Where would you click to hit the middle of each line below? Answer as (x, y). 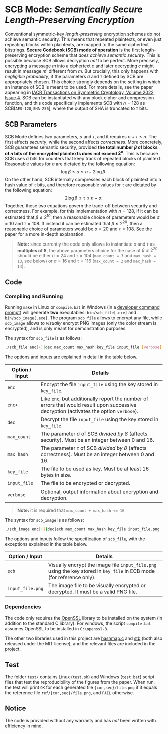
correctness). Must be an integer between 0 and (98, 454)
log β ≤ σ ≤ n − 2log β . (84, 172)
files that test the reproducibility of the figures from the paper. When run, (80, 682)
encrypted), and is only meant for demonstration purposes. (66, 329)
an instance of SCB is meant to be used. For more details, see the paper (79, 87)
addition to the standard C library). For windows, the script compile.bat (78, 623)
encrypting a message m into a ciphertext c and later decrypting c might (79, 66)
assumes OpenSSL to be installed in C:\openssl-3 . (57, 629)
